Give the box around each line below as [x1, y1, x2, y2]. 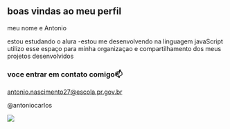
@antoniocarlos [7, 101, 53, 110]
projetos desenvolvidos [7, 52, 74, 60]
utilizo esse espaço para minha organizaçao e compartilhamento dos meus [7, 44, 222, 52]
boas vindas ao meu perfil [7, 6, 122, 17]
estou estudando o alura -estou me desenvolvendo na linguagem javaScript [7, 37, 224, 46]
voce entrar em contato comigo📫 [7, 69, 123, 79]
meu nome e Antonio [7, 23, 67, 32]
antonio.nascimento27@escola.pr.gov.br [7, 88, 123, 96]
